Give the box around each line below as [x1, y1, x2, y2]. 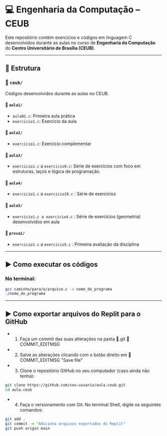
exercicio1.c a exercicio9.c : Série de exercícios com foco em [12, 163, 141, 169]
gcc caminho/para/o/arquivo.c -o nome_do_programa [5, 287, 112, 291]
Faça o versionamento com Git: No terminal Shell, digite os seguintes [19, 402, 161, 408]
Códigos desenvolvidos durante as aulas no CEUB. [5, 90, 109, 96]
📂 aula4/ [5, 180, 23, 186]
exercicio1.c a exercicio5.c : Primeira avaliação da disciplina [12, 241, 139, 247]
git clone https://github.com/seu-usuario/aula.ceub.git [5, 383, 126, 388]
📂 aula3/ [5, 152, 23, 158]
